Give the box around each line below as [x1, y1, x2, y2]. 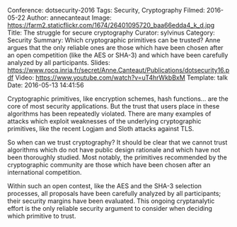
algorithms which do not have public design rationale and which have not [7, 146, 221, 154]
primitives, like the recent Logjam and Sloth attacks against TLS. [7, 125, 195, 133]
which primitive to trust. [7, 211, 76, 220]
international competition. [7, 168, 82, 176]
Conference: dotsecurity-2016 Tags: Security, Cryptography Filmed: [7, 6, 205, 14]
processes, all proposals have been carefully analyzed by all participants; [7, 190, 221, 197]
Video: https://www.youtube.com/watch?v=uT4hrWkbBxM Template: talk [15, 73, 229, 82]
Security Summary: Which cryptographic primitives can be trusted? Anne [7, 36, 221, 44]
